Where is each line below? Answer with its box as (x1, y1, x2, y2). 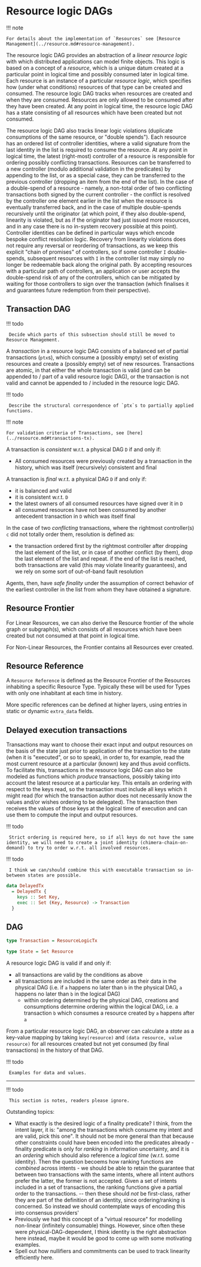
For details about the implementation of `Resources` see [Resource (6, 35, 181, 41)
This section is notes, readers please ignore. (8, 1098, 130, 1104)
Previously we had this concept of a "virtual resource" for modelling (14, 1215, 182, 1223)
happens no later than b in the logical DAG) (14, 990, 121, 998)
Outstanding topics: (6, 1108, 55, 1116)
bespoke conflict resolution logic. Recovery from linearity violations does (6, 235, 186, 243)
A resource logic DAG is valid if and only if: (6, 959, 112, 967)
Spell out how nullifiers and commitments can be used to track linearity (14, 1248, 190, 1255)
